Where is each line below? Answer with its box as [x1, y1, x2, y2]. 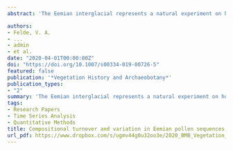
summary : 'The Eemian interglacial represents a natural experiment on [7, 93, 218, 100]
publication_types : [7, 80, 64, 87]
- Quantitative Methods [7, 119, 76, 126]
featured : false [7, 67, 54, 75]
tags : [7, 100, 23, 107]
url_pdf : [7, 132, 33, 139]
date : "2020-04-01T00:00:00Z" [7, 55, 95, 62]
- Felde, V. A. [7, 29, 51, 36]
